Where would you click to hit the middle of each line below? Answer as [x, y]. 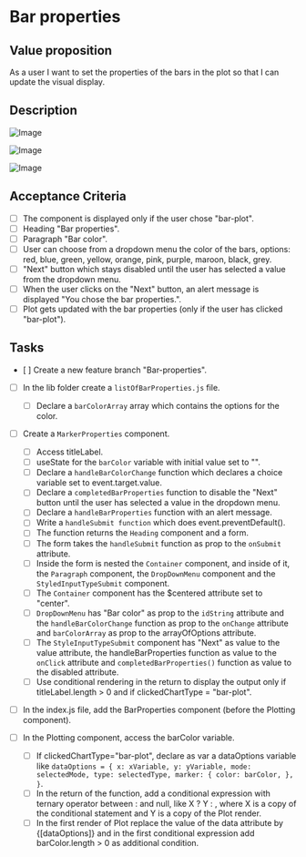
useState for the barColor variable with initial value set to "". [148, 463]
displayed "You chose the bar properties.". [102, 299]
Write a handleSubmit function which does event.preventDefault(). [161, 523]
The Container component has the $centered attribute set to [149, 593]
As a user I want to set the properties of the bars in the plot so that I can [144, 72]
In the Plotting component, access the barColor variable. [128, 737]
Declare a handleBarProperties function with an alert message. [154, 513]
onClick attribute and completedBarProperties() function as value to [164, 662]
